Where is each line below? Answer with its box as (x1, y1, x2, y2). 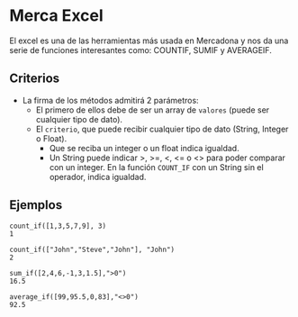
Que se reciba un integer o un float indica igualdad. (49, 142, 240, 153)
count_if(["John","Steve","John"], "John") (9, 245, 176, 254)
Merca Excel (9, 5, 104, 26)
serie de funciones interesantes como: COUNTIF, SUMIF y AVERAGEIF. (9, 44, 272, 55)
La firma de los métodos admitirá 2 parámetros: (22, 95, 200, 105)
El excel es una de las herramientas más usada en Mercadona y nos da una (9, 35, 289, 46)
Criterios (9, 71, 60, 86)
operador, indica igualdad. (49, 171, 147, 182)
